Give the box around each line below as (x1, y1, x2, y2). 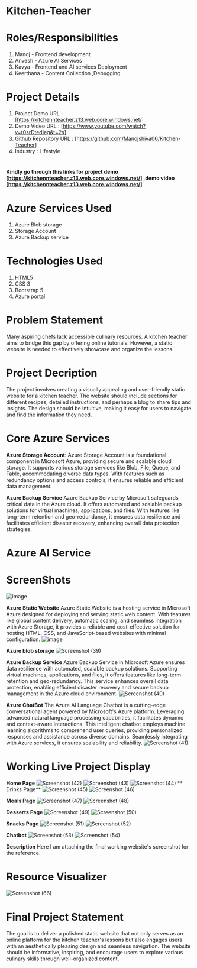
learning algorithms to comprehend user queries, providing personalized (6, 727, 183, 734)
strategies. (6, 525, 33, 533)
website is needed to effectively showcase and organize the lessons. (6, 346, 175, 353)
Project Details (6, 90, 80, 104)
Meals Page (6, 797, 35, 804)
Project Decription (6, 367, 98, 380)
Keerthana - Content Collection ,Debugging (14, 70, 121, 77)
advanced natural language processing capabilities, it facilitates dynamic (6, 714, 184, 721)
